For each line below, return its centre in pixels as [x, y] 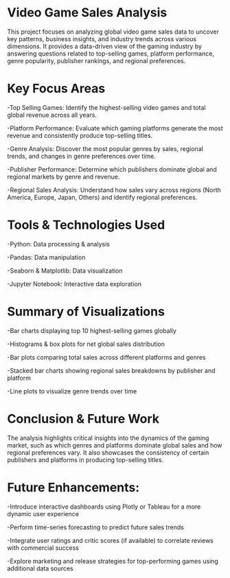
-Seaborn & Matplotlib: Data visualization [65, 270]
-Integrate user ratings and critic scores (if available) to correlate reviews [111, 540]
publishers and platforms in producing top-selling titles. [85, 460]
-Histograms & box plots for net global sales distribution [86, 344]
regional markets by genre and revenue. [64, 176]
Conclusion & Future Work [83, 418]
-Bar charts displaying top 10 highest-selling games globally [92, 330]
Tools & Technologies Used [86, 225]
